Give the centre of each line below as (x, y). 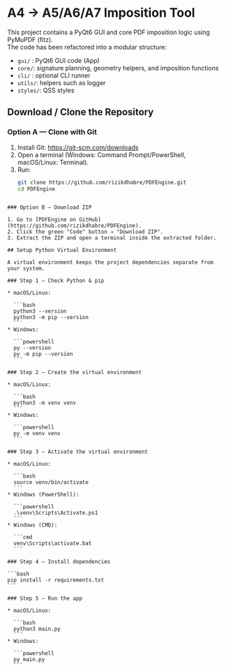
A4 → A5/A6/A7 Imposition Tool (101, 13)
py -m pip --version (43, 354)
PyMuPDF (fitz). (30, 39)
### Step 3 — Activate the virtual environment (78, 452)
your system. (26, 269)
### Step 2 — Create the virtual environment (74, 373)
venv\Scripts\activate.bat (53, 544)
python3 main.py (37, 629)
